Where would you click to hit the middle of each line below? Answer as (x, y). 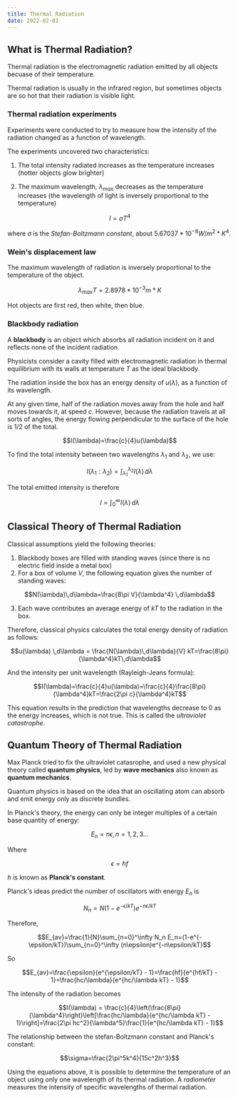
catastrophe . (26, 722)
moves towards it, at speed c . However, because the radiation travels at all (117, 411)
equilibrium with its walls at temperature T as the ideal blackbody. (104, 368)
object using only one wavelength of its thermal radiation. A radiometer (112, 1079)
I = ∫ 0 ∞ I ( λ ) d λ (120, 503)
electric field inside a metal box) (65, 565)
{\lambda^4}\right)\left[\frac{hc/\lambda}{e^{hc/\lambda (112, 1015)
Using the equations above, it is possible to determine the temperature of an (119, 1072)
